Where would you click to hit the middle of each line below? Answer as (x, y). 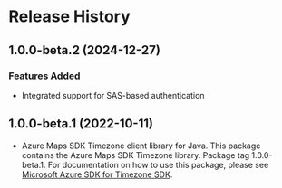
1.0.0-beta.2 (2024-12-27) (84, 50)
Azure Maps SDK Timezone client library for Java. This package (141, 146)
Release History (69, 17)
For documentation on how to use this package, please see (158, 164)
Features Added (44, 76)
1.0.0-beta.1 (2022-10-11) (81, 124)
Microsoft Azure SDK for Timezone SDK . (97, 174)
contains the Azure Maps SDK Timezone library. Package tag (136, 155)
